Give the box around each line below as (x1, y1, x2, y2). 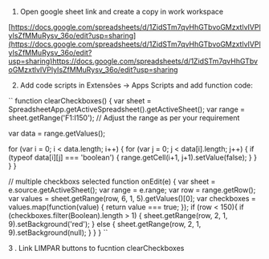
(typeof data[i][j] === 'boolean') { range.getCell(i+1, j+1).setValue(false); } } (8, 152, 257, 162)
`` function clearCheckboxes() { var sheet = (8, 96, 152, 105)
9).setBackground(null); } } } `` (8, 228, 108, 237)
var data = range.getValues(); (8, 128, 106, 138)
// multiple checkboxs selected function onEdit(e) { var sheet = (8, 176, 216, 186)
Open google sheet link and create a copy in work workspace (19, 7, 223, 16)
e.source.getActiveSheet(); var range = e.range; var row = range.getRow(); (8, 185, 256, 195)
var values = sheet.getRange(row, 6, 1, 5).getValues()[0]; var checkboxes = (8, 194, 256, 203)
